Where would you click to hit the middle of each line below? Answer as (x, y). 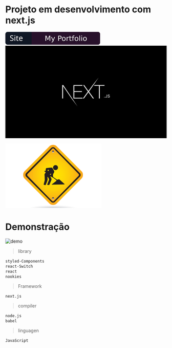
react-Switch (19, 266)
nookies (14, 277)
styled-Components (25, 261)
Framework (30, 286)
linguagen (28, 331)
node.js (14, 316)
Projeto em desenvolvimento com (78, 10)
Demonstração (38, 227)
